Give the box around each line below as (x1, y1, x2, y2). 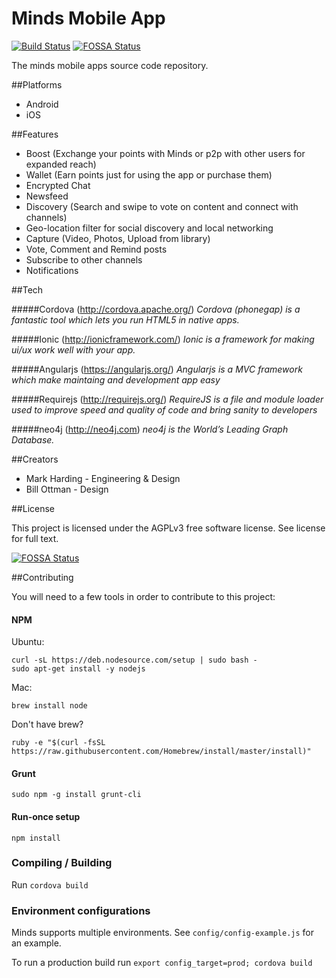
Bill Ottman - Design (25, 483, 109, 495)
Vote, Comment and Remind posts (25, 243, 168, 255)
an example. (11, 937, 62, 949)
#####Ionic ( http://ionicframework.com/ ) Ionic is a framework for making (11, 333, 315, 345)
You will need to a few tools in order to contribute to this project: (11, 590, 276, 602)
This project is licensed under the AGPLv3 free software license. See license (11, 522, 326, 534)
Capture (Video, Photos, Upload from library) (25, 232, 211, 244)
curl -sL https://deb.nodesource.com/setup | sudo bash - (11, 655, 258, 666)
